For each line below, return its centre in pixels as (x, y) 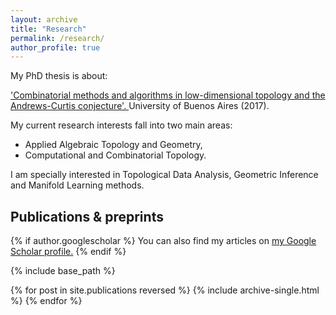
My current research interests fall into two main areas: (121, 125)
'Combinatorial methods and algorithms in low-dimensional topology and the (168, 95)
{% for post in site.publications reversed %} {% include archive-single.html (165, 290)
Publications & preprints (87, 216)
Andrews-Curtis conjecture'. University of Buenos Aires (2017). (140, 106)
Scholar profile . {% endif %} (68, 252)
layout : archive (44, 19)
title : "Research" (48, 29)
